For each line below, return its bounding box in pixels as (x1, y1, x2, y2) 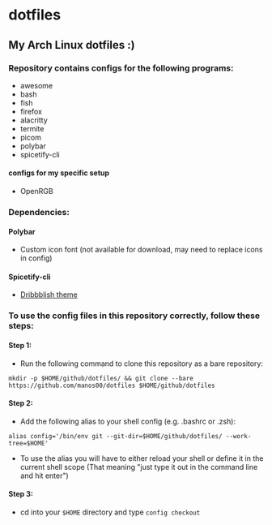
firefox (19, 106, 43, 116)
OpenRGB (19, 187, 54, 196)
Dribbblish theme (19, 290, 79, 299)
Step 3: (8, 489, 34, 499)
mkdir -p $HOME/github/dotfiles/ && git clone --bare (8, 374, 194, 382)
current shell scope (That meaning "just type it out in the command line (19, 462, 258, 471)
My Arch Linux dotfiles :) (8, 38, 135, 52)
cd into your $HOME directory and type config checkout (19, 507, 201, 517)
